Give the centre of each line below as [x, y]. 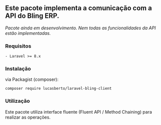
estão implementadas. [28, 33]
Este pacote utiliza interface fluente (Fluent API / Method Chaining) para [79, 112]
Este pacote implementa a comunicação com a [79, 8]
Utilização [18, 101]
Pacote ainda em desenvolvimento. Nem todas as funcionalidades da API [80, 28]
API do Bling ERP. [32, 16]
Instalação [18, 69]
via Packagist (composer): [32, 79]
